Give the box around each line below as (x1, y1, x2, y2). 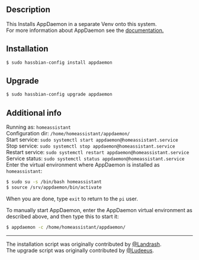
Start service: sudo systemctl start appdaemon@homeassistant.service (6, 136, 179, 143)
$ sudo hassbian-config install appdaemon (6, 59, 113, 66)
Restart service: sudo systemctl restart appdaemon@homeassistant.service (6, 149, 190, 155)
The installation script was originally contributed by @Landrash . (6, 240, 162, 248)
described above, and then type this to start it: (6, 213, 119, 220)
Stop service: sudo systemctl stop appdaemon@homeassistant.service (6, 142, 175, 149)
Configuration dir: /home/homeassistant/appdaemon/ (6, 130, 130, 136)
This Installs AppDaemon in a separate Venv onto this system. (6, 20, 157, 27)
